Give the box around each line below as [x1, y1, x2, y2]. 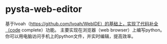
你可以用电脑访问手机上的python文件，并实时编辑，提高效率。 [5, 33, 136, 39]
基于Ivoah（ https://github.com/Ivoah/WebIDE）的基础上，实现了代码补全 [5, 20, 159, 26]
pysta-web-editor [5, 3, 82, 15]
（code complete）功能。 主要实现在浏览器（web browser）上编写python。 [5, 26, 165, 33]
